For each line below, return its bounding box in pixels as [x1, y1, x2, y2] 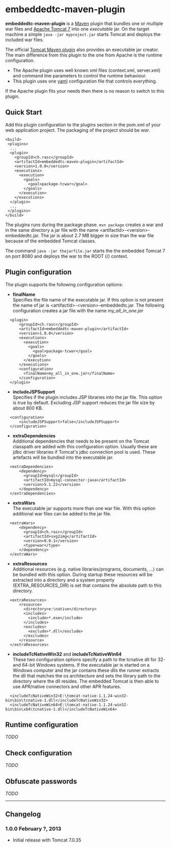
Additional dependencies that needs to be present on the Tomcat [12, 438, 149, 444]
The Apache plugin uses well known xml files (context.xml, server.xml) [12, 67, 161, 73]
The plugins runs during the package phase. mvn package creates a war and [5, 222, 163, 228]
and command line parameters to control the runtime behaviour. [12, 72, 147, 78]
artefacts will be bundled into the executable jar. [12, 454, 113, 460]
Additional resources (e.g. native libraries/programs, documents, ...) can [12, 566, 164, 572]
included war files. [5, 37, 44, 43]
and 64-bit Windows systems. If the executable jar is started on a [12, 662, 150, 668]
